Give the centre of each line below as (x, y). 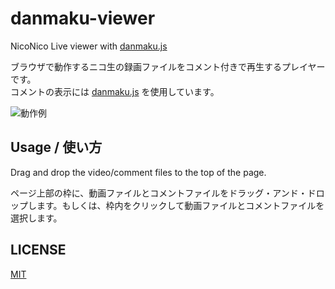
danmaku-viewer (83, 18)
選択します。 (36, 218)
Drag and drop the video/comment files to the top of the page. (138, 172)
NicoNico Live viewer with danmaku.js (89, 46)
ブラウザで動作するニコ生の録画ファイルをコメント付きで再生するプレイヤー (168, 66)
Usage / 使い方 (56, 147)
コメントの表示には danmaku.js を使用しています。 (115, 91)
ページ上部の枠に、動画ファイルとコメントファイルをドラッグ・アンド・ (159, 193)
